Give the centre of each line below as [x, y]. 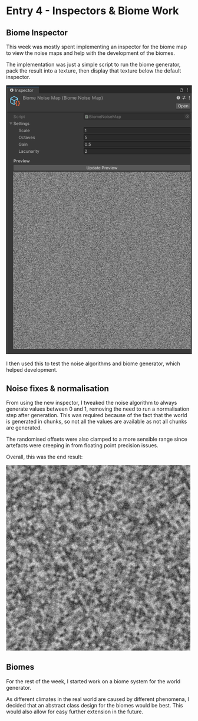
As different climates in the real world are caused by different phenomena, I [98, 699]
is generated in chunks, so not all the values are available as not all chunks [97, 422]
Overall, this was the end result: [44, 457]
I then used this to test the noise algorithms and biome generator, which [93, 363]
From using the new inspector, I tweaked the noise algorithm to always [92, 403]
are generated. [24, 428]
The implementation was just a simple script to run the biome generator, [93, 64]
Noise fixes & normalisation [57, 389]
